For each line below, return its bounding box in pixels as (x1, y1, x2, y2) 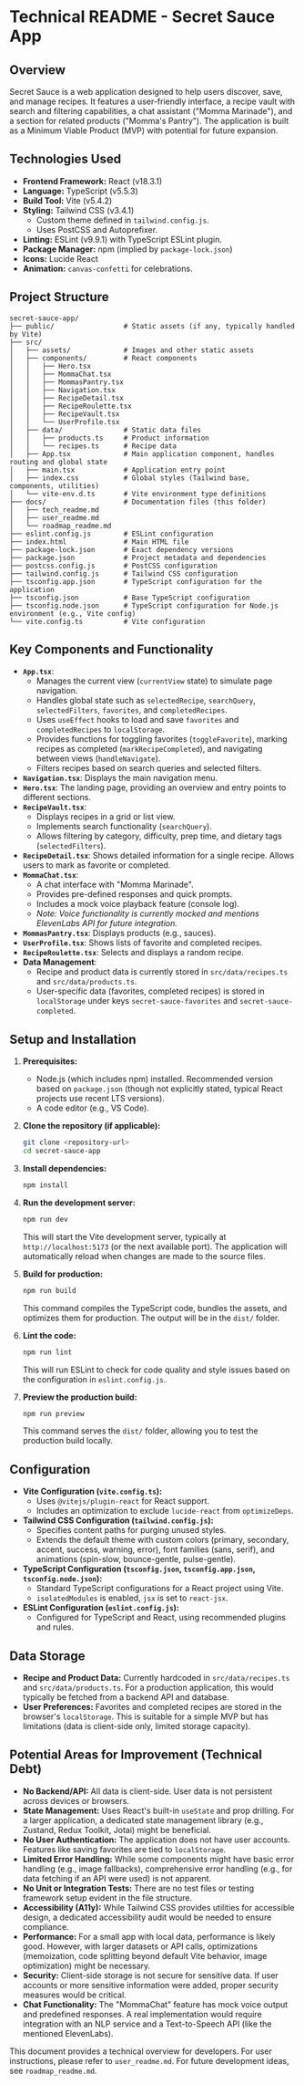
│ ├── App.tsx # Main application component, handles (9, 449, 275, 458)
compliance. (22, 1921, 70, 1932)
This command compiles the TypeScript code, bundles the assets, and (22, 1302, 288, 1313)
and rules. (35, 1621, 75, 1632)
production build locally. (22, 1435, 114, 1446)
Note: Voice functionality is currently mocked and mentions (35, 908, 259, 919)
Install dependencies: (22, 1163, 107, 1173)
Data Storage (9, 1648, 86, 1663)
